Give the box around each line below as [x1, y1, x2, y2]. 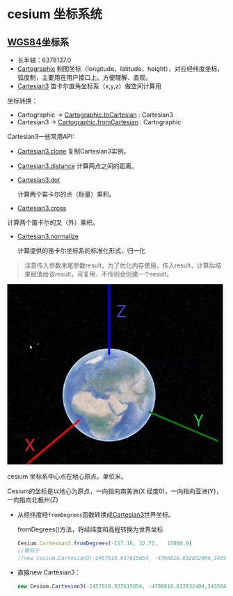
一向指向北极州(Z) [7, 496, 59, 504]
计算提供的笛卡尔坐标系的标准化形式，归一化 [17, 247, 146, 254]
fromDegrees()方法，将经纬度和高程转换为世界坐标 [17, 525, 163, 533]
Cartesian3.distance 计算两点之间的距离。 [17, 162, 138, 170]
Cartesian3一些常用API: [7, 133, 75, 140]
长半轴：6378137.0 [17, 56, 72, 64]
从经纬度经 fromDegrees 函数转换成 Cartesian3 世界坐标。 [17, 511, 175, 518]
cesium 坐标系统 [7, 6, 103, 22]
